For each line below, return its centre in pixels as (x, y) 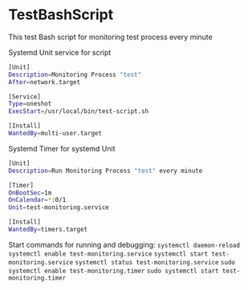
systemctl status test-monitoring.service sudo (155, 262)
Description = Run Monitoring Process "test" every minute (106, 171)
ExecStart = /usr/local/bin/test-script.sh (79, 111)
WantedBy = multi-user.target (55, 134)
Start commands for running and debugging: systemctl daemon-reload (124, 244)
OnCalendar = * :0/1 (37, 200)
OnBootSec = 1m (30, 193)
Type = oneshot (30, 104)
